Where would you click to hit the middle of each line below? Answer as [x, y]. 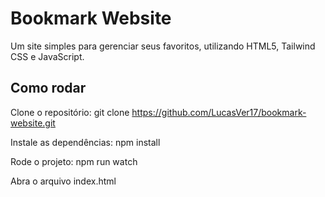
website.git [33, 123]
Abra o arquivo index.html [63, 181]
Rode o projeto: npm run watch [74, 161]
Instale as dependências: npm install [85, 142]
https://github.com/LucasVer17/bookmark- [219, 112]
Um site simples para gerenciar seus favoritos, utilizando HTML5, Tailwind [163, 46]
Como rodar [48, 88]
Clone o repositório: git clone [70, 112]
